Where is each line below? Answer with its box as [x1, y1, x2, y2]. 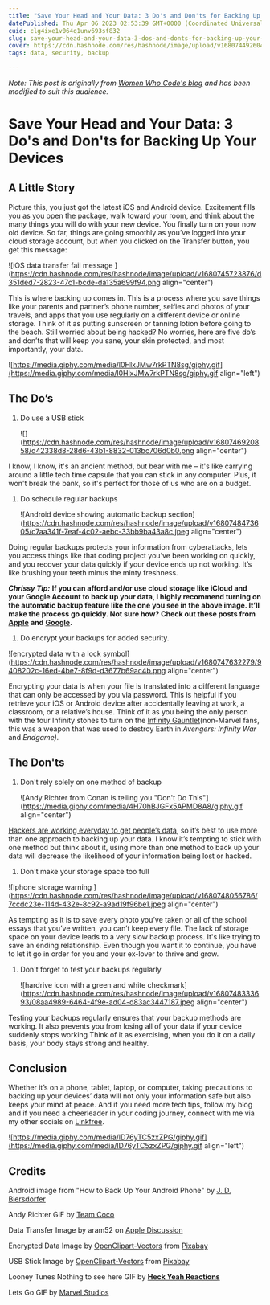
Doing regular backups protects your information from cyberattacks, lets [8, 542, 248, 551]
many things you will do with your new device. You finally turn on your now [8, 219, 256, 229]
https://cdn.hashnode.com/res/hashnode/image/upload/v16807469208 [22, 437, 260, 447]
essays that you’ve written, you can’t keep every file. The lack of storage [8, 923, 249, 933]
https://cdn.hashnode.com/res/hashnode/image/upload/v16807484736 [22, 517, 260, 527]
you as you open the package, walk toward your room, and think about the [8, 211, 255, 220]
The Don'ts [8, 756, 65, 770]
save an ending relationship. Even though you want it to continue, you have [8, 940, 257, 950]
